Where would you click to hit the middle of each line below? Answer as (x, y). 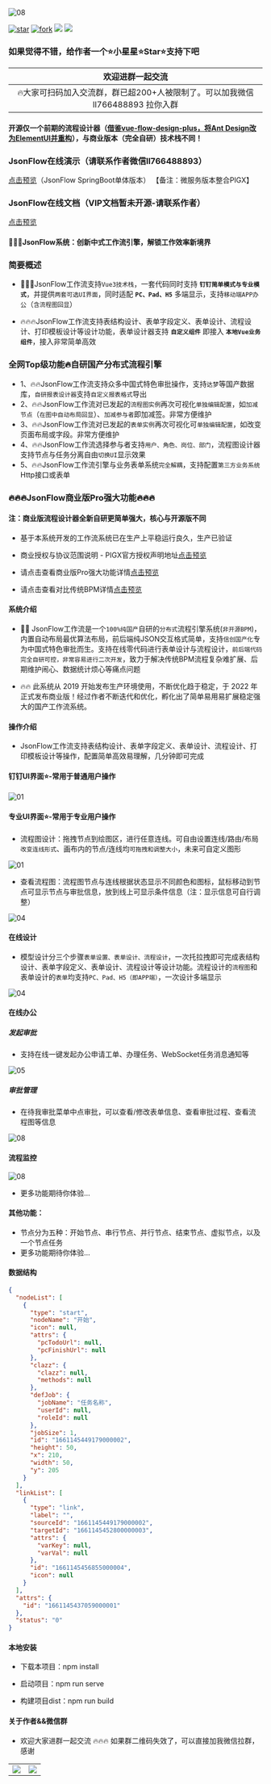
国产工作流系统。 (63, 706)
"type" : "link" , (57, 1508)
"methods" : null (65, 1380)
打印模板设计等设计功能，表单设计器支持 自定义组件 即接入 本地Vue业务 (148, 332)
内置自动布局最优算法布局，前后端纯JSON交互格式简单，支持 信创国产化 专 (140, 639)
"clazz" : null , (63, 1373)
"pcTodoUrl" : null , (70, 1343)
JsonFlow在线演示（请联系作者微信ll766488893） (108, 161)
